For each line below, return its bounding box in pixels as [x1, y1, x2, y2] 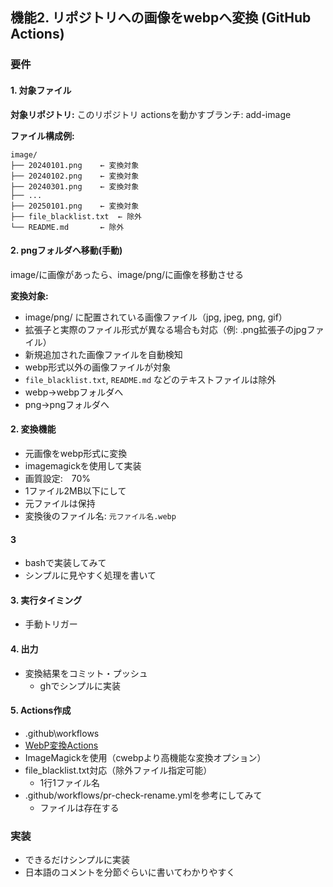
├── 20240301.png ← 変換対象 [10, 181, 140, 192]
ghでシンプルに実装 [39, 679, 122, 692]
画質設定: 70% [24, 472, 92, 484]
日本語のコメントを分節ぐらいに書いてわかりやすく [24, 866, 236, 878]
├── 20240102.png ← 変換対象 [10, 171, 140, 181]
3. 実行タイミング [10, 594, 83, 606]
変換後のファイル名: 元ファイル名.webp [24, 509, 177, 522]
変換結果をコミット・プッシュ [24, 667, 148, 679]
